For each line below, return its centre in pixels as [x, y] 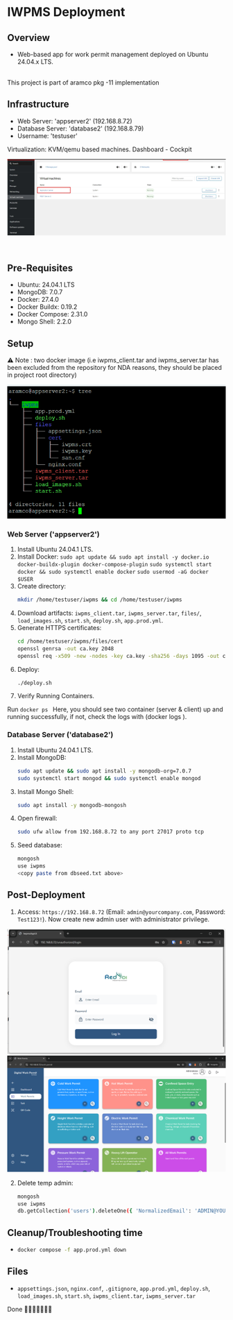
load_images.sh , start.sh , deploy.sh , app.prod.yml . [90, 620]
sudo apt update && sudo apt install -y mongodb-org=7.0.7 [104, 771]
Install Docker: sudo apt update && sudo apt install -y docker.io [113, 557]
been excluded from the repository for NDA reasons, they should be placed [114, 368]
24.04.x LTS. [35, 62]
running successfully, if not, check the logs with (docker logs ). [97, 717]
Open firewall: [37, 818]
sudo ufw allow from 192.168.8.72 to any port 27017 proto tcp [111, 832]
